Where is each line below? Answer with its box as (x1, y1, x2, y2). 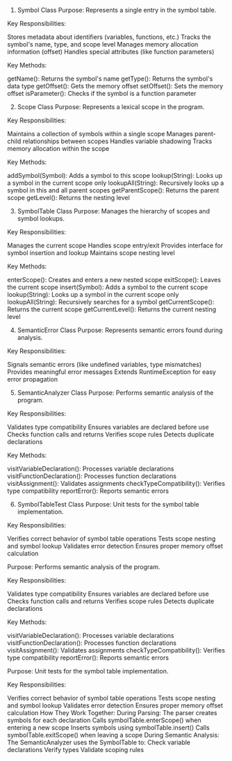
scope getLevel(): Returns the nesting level (7, 194, 130, 202)
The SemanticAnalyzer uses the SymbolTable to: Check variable (7, 738, 191, 746)
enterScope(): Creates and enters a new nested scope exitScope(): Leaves (7, 276, 221, 284)
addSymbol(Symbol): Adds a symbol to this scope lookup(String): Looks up (7, 172, 223, 179)
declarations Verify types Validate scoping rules (7, 746, 144, 753)
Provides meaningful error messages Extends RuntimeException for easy (7, 368, 217, 376)
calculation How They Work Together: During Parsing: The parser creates (7, 709, 217, 717)
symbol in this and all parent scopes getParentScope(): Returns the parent (7, 186, 219, 194)
